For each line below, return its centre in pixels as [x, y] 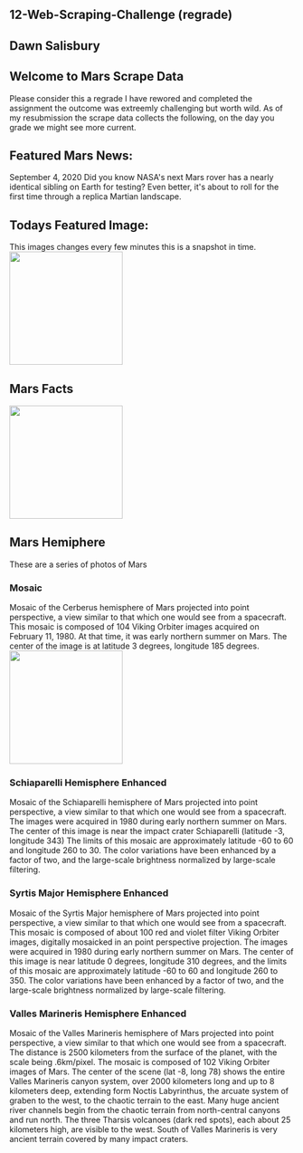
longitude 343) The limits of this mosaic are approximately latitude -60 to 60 [151, 841]
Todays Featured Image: [79, 225]
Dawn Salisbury [55, 46]
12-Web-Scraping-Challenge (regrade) [121, 15]
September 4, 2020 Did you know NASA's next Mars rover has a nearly [142, 178]
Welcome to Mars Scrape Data [96, 77]
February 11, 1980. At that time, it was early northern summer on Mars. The [148, 637]
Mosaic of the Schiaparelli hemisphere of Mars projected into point [134, 802]
